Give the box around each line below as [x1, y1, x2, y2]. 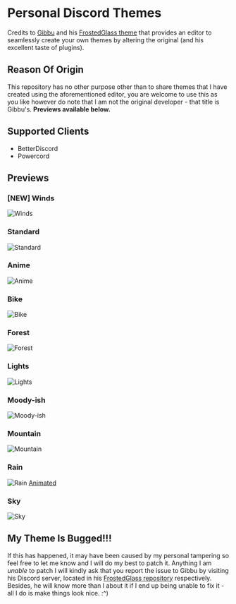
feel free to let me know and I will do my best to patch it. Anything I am [7, 559, 212, 567]
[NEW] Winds [7, 193, 55, 203]
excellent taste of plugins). [7, 43, 85, 52]
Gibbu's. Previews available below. [7, 104, 111, 114]
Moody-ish [7, 395, 46, 405]
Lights [7, 361, 30, 371]
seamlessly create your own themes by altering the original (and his [7, 35, 204, 44]
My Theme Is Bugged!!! [7, 533, 112, 545]
